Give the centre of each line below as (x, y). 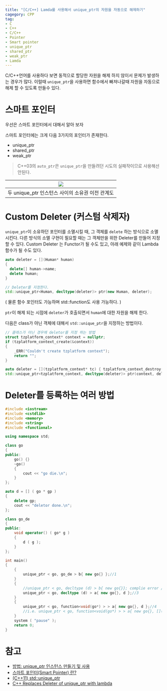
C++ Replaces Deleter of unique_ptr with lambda (62, 683)
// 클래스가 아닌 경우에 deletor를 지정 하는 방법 (50, 333)
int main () (16, 561)
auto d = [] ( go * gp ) (31, 492)
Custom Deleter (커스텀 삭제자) (68, 217)
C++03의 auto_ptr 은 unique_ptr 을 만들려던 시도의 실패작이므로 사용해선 (88, 166)
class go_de (17, 519)
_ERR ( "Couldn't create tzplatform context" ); (62, 351)
